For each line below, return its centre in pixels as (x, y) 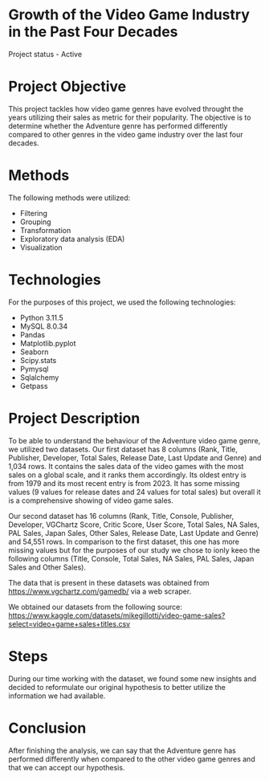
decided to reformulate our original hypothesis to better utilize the (117, 687)
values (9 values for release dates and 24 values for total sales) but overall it (134, 492)
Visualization (41, 247)
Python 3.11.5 (41, 317)
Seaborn (34, 352)
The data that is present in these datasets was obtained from (109, 582)
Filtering (34, 213)
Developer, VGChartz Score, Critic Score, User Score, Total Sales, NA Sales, (134, 525)
